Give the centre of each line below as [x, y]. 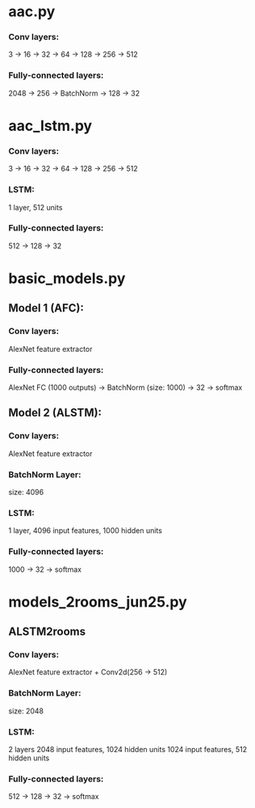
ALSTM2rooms [47, 632]
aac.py [32, 12]
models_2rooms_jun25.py [98, 602]
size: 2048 [26, 711]
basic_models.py [67, 279]
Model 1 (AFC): [46, 309]
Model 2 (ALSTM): [55, 413]
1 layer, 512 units [36, 207]
